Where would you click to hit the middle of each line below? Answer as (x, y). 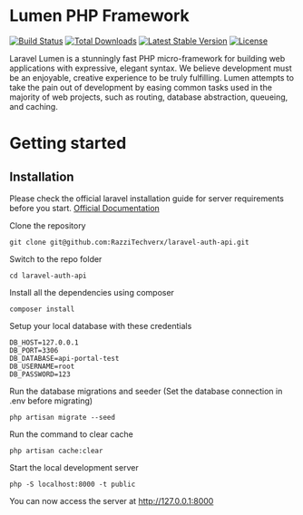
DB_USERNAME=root (42, 366)
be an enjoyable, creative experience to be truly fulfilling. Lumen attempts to (152, 77)
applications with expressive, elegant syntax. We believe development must (151, 68)
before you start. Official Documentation (85, 208)
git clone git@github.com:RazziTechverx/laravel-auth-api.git (129, 242)
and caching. (34, 106)
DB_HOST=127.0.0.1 (44, 342)
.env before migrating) (51, 401)
